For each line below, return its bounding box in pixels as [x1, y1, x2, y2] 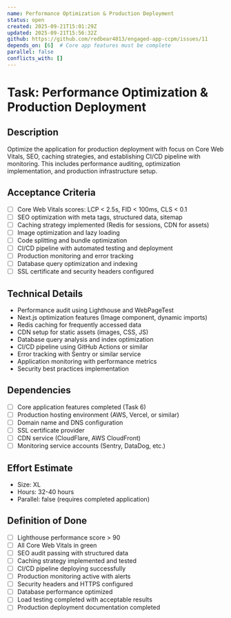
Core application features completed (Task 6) [17, 402, 146, 411]
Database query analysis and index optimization [17, 335, 154, 343]
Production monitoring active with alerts [17, 573, 131, 581]
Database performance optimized [17, 588, 113, 596]
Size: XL [17, 480, 41, 488]
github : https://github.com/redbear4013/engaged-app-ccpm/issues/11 [7, 36, 208, 43]
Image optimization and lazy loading [17, 228, 121, 236]
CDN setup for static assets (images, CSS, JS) [17, 328, 149, 336]
